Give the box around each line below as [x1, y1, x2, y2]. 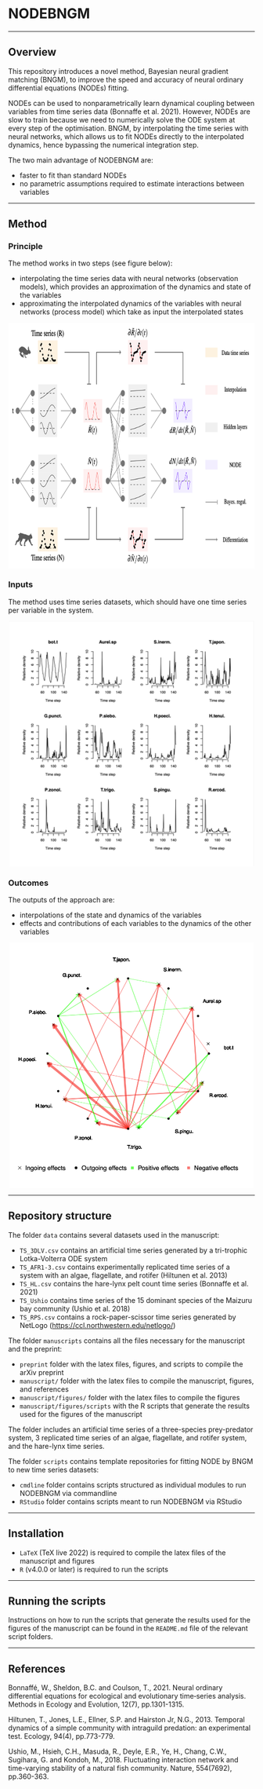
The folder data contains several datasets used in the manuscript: [8, 1230, 220, 1239]
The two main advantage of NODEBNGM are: [8, 155, 154, 165]
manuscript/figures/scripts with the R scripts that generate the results [19, 1401, 250, 1410]
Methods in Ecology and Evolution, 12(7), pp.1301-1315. [8, 1699, 185, 1709]
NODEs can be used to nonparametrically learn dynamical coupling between [8, 98, 255, 108]
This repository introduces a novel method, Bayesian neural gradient [8, 66, 229, 75]
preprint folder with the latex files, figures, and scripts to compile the [19, 1359, 243, 1369]
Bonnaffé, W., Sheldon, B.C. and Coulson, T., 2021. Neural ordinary [8, 1683, 223, 1692]
